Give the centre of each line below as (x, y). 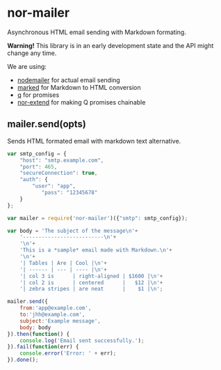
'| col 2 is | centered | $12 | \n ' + (91, 283)
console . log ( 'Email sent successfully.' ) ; (82, 340)
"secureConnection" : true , (59, 173)
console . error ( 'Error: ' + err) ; (68, 353)
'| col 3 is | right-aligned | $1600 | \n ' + (91, 276)
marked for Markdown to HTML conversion (79, 87)
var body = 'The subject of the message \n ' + (73, 231)
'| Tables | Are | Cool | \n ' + (64, 263)
